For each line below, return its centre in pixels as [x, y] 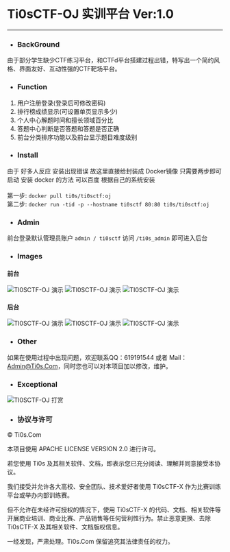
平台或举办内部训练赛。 [40, 495]
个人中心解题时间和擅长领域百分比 [65, 120]
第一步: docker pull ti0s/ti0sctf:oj [59, 195]
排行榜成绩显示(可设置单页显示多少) [67, 111]
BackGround [38, 44]
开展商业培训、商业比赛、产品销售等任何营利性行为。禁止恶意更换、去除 [109, 518]
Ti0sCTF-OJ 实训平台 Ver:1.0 [91, 14]
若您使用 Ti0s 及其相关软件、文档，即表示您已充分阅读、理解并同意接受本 [111, 464]
